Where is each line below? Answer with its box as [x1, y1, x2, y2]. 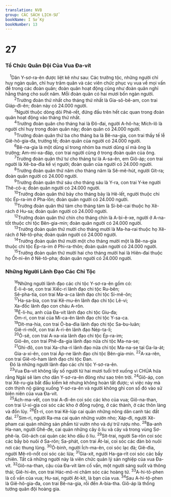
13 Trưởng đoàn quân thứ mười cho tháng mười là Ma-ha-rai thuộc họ [14, 225, 158, 232]
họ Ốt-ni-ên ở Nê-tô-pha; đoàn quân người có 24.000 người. [5, 255, 133, 261]
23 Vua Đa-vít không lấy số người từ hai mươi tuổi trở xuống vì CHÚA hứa [10, 367, 161, 374]
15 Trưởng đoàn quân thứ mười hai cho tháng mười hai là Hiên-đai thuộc [14, 249, 163, 256]
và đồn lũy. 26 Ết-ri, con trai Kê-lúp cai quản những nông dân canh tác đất [5, 407, 159, 415]
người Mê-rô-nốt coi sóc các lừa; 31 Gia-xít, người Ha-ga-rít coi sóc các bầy [5, 450, 163, 457]
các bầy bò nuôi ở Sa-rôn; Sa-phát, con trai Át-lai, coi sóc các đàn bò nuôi [5, 438, 162, 444]
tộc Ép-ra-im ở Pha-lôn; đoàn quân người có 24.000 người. [5, 197, 129, 203]
